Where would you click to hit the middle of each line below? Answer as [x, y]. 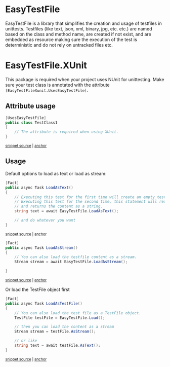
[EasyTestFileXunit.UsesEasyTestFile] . [47, 90]
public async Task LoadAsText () [39, 188]
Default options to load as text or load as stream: [56, 173]
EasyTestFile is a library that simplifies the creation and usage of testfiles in [83, 23]
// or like [26, 341]
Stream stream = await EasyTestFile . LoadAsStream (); [71, 262]
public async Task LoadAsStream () [42, 248]
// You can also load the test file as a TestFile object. [78, 313]
